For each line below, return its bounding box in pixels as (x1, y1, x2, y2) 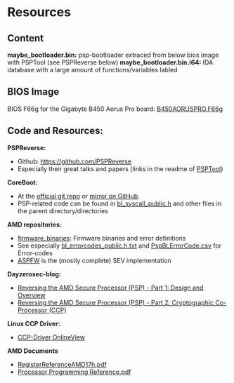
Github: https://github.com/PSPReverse (17, 157, 132, 166)
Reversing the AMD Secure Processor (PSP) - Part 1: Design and (17, 283, 204, 292)
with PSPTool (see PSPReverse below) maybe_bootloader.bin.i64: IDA (7, 58, 214, 67)
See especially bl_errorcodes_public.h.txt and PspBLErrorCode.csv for (17, 241, 221, 250)
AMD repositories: (7, 220, 62, 229)
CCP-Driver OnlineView (17, 332, 86, 341)
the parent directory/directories (17, 206, 109, 215)
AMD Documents (7, 347, 58, 355)
